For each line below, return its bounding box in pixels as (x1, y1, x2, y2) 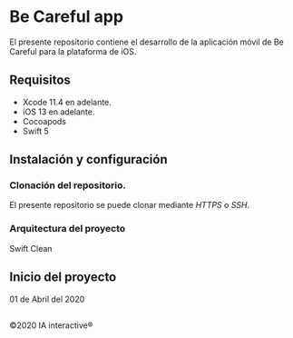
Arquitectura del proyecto (9, 223, 126, 235)
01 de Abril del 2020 (9, 293, 85, 304)
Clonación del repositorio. (9, 179, 127, 192)
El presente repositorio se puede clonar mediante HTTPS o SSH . (9, 200, 250, 211)
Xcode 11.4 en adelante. (22, 96, 112, 107)
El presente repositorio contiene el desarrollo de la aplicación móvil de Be (9, 36, 284, 47)
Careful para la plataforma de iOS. (9, 45, 137, 56)
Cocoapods (22, 115, 66, 126)
